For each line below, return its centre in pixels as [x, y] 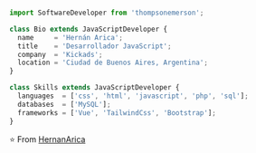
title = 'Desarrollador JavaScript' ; [95, 46]
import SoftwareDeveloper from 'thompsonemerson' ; [107, 13]
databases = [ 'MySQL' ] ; [64, 104]
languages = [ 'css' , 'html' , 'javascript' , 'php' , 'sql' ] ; [133, 96]
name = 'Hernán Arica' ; [71, 37]
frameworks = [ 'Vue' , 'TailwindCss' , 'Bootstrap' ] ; [117, 113]
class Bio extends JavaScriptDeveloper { [89, 29]
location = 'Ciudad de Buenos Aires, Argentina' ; [113, 63]
